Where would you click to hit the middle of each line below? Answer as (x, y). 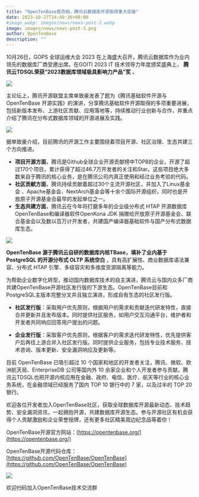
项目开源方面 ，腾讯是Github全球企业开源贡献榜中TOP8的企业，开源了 (100, 162)
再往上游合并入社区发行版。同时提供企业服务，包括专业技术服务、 (106, 342)
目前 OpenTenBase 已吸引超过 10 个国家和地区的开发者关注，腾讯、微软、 (96, 362)
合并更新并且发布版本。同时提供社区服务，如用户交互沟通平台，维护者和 (103, 315)
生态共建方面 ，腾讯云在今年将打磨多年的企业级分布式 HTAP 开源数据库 (101, 206)
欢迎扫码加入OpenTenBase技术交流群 (52, 487)
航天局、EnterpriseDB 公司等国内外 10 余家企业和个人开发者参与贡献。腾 (99, 370)
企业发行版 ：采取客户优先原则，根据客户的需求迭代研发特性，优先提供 (100, 335)
